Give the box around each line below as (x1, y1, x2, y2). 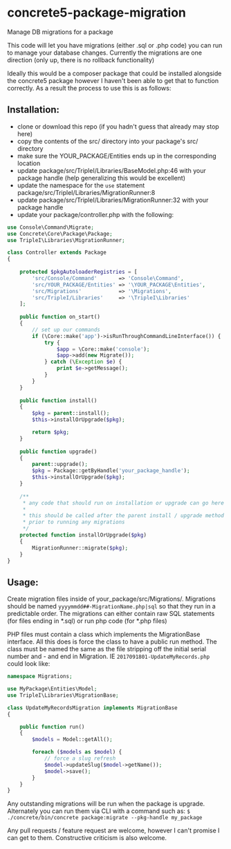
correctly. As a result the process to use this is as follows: (7, 84, 172, 92)
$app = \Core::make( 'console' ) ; (56, 346, 150, 353)
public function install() (19, 397, 98, 404)
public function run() (19, 723, 85, 730)
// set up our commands (32, 326, 100, 333)
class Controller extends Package (7, 249, 107, 256)
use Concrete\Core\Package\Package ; (7, 230, 113, 237)
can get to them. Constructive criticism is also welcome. (7, 834, 167, 842)
